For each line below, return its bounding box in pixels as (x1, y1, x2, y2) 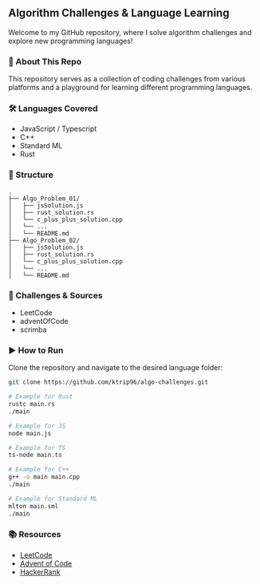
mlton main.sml (8, 502, 59, 510)
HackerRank (19, 566, 61, 577)
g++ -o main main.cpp (8, 473, 81, 481)
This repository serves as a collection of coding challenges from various (8, 74, 246, 84)
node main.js (8, 429, 52, 437)
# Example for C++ (8, 466, 69, 474)
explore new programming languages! (8, 36, 133, 45)
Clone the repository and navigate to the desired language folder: (8, 363, 223, 373)
